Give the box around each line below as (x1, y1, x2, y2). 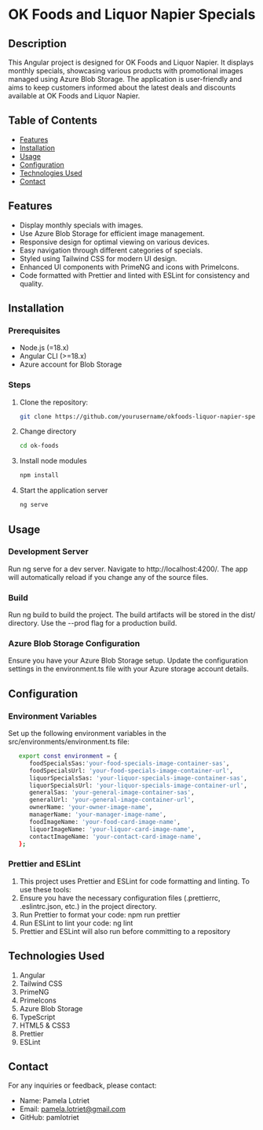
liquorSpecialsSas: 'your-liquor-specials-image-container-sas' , (28, 774, 247, 782)
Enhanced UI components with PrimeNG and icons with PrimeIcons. (19, 262, 239, 271)
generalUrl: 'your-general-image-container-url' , (28, 796, 195, 804)
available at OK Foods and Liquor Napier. (8, 91, 141, 100)
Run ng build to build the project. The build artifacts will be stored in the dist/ (8, 610, 256, 619)
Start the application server (19, 486, 108, 495)
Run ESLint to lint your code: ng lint (19, 918, 133, 928)
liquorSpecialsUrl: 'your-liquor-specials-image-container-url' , (28, 781, 247, 789)
